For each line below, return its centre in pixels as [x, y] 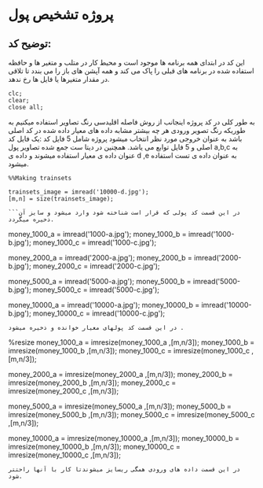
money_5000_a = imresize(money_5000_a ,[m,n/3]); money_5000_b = [120, 406]
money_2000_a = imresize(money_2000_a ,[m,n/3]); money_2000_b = [121, 374]
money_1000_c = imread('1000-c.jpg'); [95, 242]
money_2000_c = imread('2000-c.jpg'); [96, 266]
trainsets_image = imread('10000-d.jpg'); [79, 192]
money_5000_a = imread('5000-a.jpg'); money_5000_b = [100, 281]
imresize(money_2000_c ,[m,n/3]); [64, 391]
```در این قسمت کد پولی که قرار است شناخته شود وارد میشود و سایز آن [124, 213]
